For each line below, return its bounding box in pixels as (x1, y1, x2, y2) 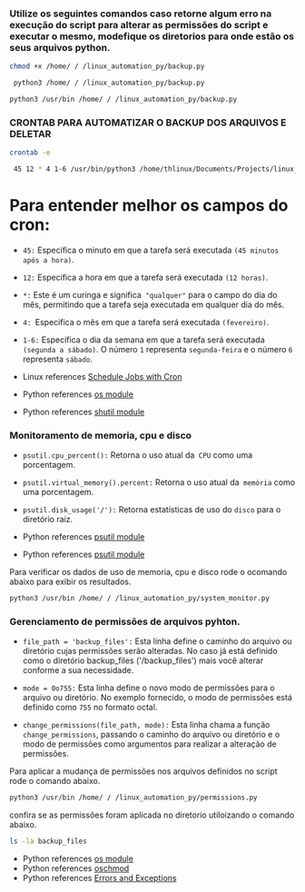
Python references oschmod (22, 863, 130, 874)
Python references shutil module (22, 406, 145, 417)
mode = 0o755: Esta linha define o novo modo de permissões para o (22, 682, 275, 693)
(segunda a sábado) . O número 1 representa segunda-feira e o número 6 (22, 343, 293, 354)
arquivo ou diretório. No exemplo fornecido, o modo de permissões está (22, 692, 292, 703)
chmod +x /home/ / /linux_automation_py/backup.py (9, 62, 205, 71)
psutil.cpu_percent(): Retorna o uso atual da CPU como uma (22, 450, 253, 461)
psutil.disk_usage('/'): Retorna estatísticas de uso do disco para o (22, 504, 281, 515)
